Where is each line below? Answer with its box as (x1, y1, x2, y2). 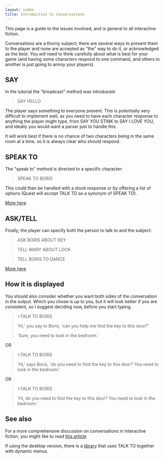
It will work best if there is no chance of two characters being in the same (5, 133, 154, 139)
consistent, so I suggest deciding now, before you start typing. (5, 304, 132, 310)
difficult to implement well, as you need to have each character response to (5, 113, 158, 119)
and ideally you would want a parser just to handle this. (5, 124, 117, 130)
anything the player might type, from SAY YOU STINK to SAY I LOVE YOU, (5, 118, 154, 124)
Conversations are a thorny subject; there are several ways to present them (5, 40, 159, 46)
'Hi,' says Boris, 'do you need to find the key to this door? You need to (17, 361, 159, 367)
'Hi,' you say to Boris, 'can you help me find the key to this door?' (17, 322, 149, 329)
